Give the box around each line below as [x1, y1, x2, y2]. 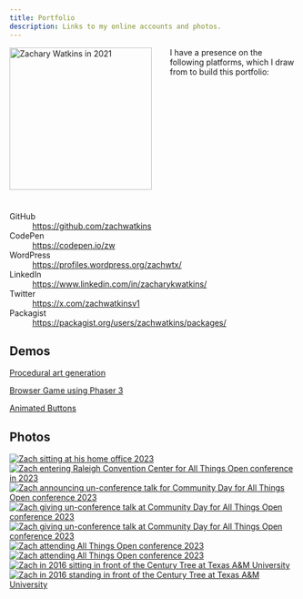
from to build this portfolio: [169, 66, 270, 77]
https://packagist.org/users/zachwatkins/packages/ [32, 317, 227, 328]
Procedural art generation [9, 368, 106, 379]
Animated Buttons [9, 402, 77, 414]
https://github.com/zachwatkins [32, 220, 152, 231]
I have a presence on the [169, 46, 263, 57]
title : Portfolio [9, 13, 76, 23]
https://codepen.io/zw [32, 239, 116, 250]
